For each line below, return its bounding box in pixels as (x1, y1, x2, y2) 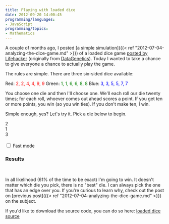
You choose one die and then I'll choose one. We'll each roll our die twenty (5, 91, 160, 96)
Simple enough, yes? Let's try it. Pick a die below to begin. (5, 111, 127, 117)
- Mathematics (5, 31, 35, 36)
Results (5, 155, 24, 162)
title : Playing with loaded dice (5, 7, 76, 13)
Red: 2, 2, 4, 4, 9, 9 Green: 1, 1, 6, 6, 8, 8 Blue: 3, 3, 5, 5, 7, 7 (5, 80, 128, 86)
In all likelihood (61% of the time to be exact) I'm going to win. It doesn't (5, 176, 154, 183)
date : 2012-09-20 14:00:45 (5, 12, 62, 17)
